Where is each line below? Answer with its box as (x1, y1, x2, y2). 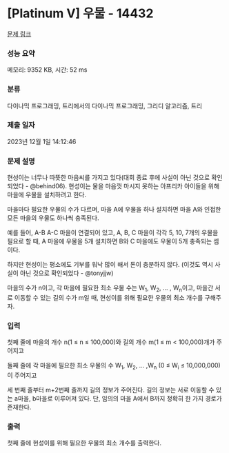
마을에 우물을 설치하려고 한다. (7, 190, 87, 199)
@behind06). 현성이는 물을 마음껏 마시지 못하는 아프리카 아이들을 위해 (30, 182, 219, 190)
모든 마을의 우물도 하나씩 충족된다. (7, 214, 99, 222)
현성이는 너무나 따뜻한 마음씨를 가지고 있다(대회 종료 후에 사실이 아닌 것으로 (7, 173, 210, 182)
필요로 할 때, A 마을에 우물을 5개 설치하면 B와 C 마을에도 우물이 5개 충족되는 (7, 237, 212, 245)
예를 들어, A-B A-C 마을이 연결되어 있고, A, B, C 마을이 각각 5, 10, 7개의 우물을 (7, 228, 219, 237)
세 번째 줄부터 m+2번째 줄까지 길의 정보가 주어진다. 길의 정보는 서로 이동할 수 (7, 386, 215, 394)
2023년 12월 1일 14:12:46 (7, 137, 77, 145)
